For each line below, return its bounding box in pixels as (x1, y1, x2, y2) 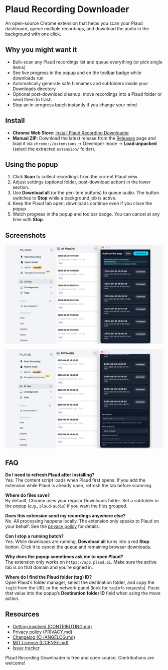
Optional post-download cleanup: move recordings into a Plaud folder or (12, 91, 162, 97)
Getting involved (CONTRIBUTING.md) (12, 623, 92, 629)
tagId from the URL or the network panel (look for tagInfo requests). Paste (5, 585, 160, 590)
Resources (5, 610, 40, 619)
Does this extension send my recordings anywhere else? (5, 513, 126, 518)
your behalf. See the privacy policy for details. (5, 523, 100, 529)
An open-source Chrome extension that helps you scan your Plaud (5, 20, 143, 26)
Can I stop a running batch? (5, 533, 64, 539)
